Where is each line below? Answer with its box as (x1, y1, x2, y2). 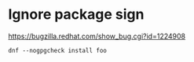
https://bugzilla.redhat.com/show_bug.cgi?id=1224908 (8, 31, 186, 41)
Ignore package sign (8, 5, 145, 24)
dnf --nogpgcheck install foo (8, 46, 108, 54)
